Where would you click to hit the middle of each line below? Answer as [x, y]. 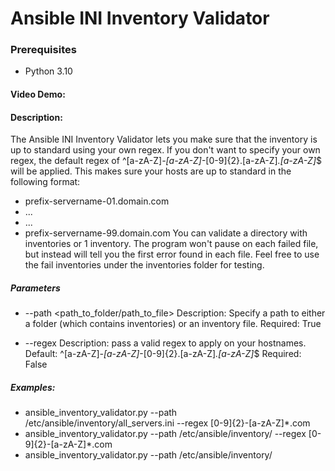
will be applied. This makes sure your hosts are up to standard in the [151, 171]
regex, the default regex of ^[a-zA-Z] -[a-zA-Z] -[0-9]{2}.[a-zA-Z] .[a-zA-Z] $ [166, 161]
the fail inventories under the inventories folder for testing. [144, 265]
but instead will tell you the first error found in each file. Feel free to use [172, 254]
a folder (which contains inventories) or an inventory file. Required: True [173, 324]
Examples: [33, 387]
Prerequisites [43, 50]
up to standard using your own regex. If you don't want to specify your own [165, 150]
